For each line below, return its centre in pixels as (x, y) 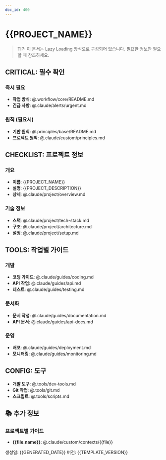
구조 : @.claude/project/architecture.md (52, 226)
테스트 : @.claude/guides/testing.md (48, 289)
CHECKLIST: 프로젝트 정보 (44, 155)
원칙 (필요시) (19, 120)
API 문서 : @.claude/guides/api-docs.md (53, 322)
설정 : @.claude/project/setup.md (45, 233)
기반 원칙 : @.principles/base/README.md (54, 131)
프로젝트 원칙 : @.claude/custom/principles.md (58, 138)
